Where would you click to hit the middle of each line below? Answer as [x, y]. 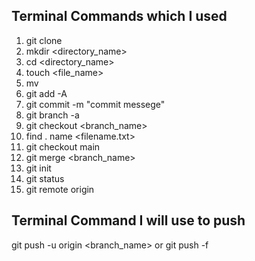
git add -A [46, 93]
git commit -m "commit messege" [95, 104]
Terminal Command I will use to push [128, 220]
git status [45, 178]
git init [38, 168]
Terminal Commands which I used [119, 16]
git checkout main [63, 146]
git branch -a [52, 115]
